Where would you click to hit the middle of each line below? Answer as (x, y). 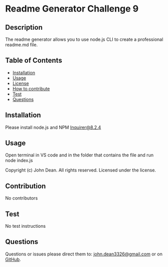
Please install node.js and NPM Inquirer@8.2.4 (53, 127)
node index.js (19, 160)
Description (24, 27)
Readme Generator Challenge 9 (72, 9)
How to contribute (31, 88)
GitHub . (13, 259)
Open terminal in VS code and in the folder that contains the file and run (79, 155)
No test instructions (26, 226)
